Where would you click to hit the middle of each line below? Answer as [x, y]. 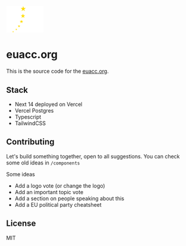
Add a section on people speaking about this [70, 198]
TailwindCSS [30, 123]
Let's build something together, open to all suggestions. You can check [93, 156]
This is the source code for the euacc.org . [57, 71]
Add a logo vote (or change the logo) [60, 186]
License [21, 224]
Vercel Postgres [34, 111]
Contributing [30, 142]
